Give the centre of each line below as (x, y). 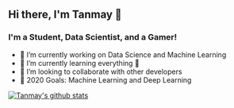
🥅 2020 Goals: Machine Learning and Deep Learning (105, 79)
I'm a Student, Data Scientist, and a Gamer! (93, 37)
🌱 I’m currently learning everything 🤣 (80, 63)
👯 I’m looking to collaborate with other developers (101, 71)
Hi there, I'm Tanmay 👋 (65, 15)
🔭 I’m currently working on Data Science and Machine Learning (123, 54)
